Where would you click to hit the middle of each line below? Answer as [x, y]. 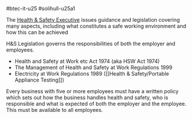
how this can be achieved [37, 32]
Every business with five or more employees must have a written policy [92, 91]
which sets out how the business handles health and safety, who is [87, 97]
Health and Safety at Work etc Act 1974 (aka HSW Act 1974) [87, 61]
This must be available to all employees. [54, 110]
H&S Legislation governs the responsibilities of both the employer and [91, 44]
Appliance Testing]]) [39, 80]
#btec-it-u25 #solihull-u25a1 [41, 8]
